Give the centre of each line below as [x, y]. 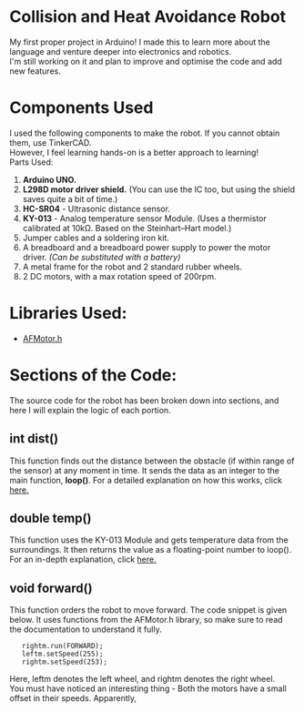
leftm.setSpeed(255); [62, 654]
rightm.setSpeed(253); [64, 662]
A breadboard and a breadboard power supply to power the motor [147, 247]
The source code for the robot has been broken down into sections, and [144, 400]
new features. [35, 71]
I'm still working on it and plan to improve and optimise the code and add [146, 61]
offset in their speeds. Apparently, [73, 698]
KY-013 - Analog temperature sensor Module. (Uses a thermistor [144, 218]
